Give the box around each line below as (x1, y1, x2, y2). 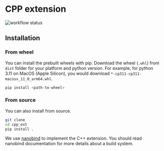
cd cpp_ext (5, 122, 27, 127)
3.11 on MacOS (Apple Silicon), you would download (5, 70, 110, 76)
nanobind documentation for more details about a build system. (5, 141, 134, 147)
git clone (5, 117, 26, 122)
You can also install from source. (5, 108, 71, 114)
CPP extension (5, 3, 66, 15)
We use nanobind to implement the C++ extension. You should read (5, 135, 142, 141)
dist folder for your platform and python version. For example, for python (5, 65, 154, 71)
